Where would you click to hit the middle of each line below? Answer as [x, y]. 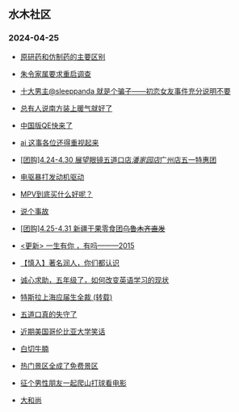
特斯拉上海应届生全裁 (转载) [66, 296]
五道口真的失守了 [48, 314]
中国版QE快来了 [46, 125]
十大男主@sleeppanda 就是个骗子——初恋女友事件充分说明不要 [126, 90]
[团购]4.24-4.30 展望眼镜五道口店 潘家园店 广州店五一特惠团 [118, 159]
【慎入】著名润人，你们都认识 [69, 263]
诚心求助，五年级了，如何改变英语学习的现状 [94, 280]
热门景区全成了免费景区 [59, 365]
